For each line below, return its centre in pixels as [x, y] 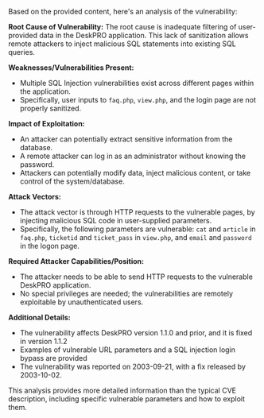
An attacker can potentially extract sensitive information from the [126, 139]
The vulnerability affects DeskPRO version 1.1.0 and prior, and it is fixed [136, 333]
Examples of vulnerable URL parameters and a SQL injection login [128, 350]
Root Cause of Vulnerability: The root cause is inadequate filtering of [122, 27]
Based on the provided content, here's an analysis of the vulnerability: [123, 12]
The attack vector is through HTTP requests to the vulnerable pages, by [138, 212]
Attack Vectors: [35, 197]
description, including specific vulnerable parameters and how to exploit [126, 399]
